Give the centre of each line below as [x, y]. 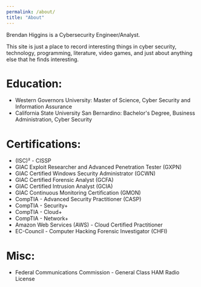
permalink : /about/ [31, 12]
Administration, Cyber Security [54, 120]
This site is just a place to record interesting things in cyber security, [91, 47]
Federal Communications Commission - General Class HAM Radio [97, 272]
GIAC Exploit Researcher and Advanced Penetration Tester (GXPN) [98, 167]
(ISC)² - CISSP [33, 161]
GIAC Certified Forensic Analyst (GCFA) [64, 180]
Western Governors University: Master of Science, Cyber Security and [103, 100]
